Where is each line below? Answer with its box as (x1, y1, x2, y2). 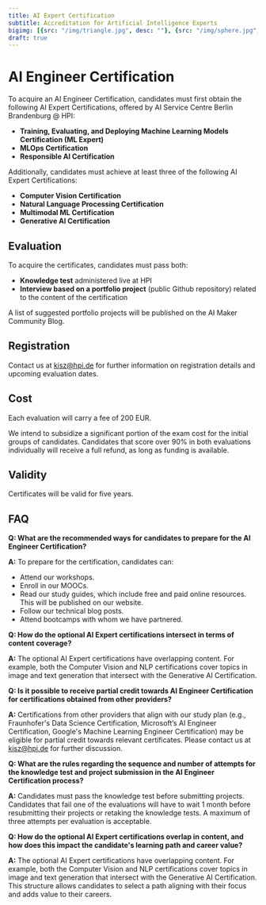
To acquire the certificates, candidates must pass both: (8, 260, 188, 270)
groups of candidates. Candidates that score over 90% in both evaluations (8, 437, 251, 446)
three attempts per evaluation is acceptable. (8, 817, 152, 826)
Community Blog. (8, 317, 65, 325)
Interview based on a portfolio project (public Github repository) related (19, 284, 256, 294)
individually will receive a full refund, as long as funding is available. (8, 445, 230, 455)
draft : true (8, 33, 47, 42)
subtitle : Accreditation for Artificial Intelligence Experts (8, 19, 218, 27)
